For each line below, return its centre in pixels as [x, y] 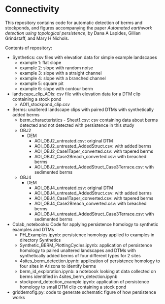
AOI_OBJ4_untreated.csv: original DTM [74, 188]
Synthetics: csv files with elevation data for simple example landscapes [84, 57]
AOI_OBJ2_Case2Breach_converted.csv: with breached [90, 156]
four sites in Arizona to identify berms [58, 266]
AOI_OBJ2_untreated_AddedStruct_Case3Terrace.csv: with [94, 167]
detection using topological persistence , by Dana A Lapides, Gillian [73, 33]
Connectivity [32, 9]
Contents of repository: [29, 48]
